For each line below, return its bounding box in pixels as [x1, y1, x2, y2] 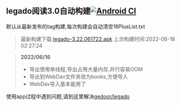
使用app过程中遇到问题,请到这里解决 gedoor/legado [6, 92, 130, 100]
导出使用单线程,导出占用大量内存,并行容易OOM [29, 65, 143, 72]
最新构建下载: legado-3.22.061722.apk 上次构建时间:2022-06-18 [20, 35, 175, 42]
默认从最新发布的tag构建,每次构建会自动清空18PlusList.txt [6, 23, 145, 30]
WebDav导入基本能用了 [29, 80, 86, 87]
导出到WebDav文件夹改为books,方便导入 [29, 73, 128, 80]
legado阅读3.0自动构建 [6, 6, 91, 16]
